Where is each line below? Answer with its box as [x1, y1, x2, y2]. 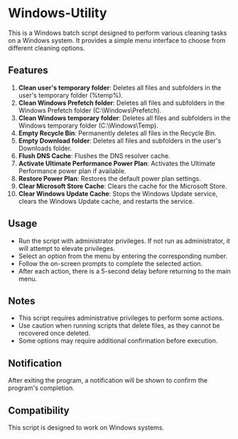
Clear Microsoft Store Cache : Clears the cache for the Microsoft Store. [18, 182, 227, 190]
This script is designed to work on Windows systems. [8, 423, 165, 432]
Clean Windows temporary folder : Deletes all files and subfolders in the [18, 113, 231, 122]
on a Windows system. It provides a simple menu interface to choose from [8, 36, 226, 44]
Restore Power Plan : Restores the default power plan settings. [18, 174, 202, 182]
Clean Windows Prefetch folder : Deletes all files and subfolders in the [18, 98, 225, 107]
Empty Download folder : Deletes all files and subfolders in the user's [18, 136, 222, 145]
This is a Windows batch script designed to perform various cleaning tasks [8, 29, 227, 37]
